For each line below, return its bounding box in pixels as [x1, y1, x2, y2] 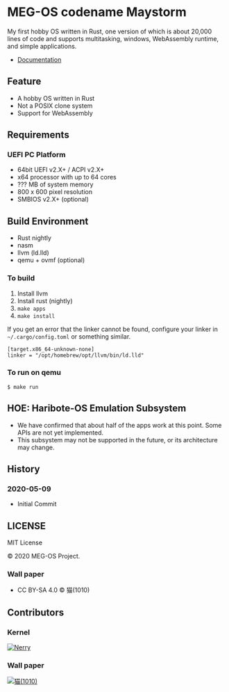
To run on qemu [7, 368, 61, 378]
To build [7, 273, 35, 283]
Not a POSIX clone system [17, 102, 93, 110]
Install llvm [17, 289, 49, 298]
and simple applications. [7, 42, 77, 50]
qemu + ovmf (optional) [17, 256, 85, 264]
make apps [17, 305, 46, 312]
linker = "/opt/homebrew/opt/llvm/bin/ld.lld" [7, 352, 144, 359]
